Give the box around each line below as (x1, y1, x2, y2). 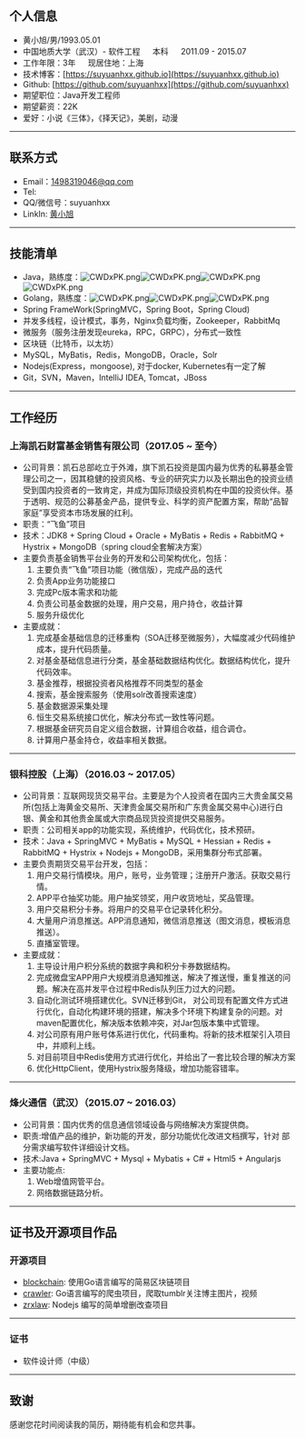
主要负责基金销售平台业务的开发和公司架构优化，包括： (22, 553, 230, 564)
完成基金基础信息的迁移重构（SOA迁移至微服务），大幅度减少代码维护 (35, 633, 296, 644)
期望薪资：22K (22, 101, 79, 112)
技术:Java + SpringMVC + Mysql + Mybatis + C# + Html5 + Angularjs (22, 1153, 281, 1163)
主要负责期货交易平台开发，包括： (22, 858, 151, 870)
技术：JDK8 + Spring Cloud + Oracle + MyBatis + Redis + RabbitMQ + (22, 530, 285, 541)
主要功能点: (22, 1164, 65, 1175)
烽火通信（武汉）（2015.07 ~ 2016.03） (9, 1096, 182, 1109)
